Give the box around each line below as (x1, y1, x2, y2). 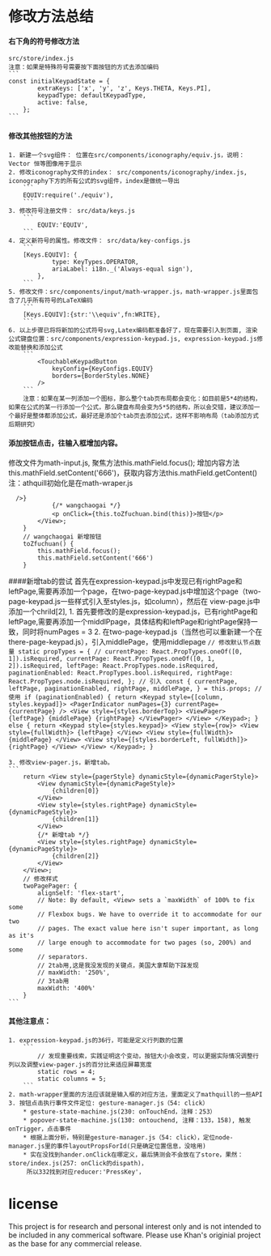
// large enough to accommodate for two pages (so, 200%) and (37, 939, 252, 947)
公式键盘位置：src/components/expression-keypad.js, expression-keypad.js (8, 334, 257, 343)
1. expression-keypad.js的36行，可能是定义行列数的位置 (8, 1037, 184, 1045)
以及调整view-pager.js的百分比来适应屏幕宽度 (14, 1061, 152, 1069)
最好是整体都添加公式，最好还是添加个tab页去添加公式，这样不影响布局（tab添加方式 (14, 411, 259, 419)
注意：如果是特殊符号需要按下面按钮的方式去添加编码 (8, 63, 159, 71)
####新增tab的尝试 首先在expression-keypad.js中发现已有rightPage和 (8, 576, 243, 585)
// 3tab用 (37, 977, 70, 985)
